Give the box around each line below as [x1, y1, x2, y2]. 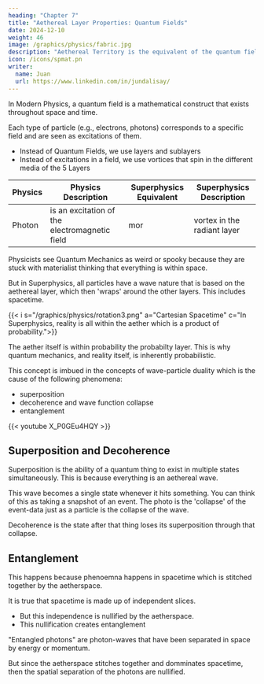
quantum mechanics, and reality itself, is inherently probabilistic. [8, 350, 216, 360]
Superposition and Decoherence [8, 444, 170, 457]
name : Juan [15, 70, 51, 78]
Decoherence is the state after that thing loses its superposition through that [8, 520, 255, 530]
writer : [8, 63, 34, 71]
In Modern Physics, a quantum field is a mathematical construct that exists [8, 99, 250, 109]
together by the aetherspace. [8, 581, 103, 590]
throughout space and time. [8, 107, 98, 116]
